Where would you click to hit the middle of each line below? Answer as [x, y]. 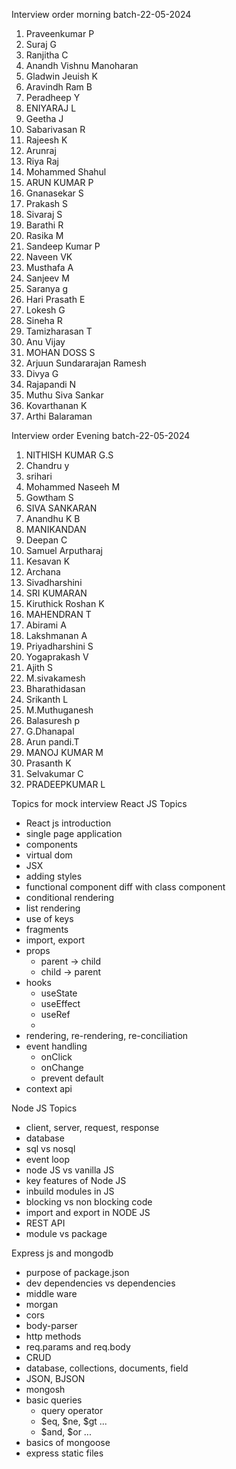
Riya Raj [42, 161]
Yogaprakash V [57, 657]
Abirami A [46, 625]
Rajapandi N [51, 384]
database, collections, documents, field [107, 1368]
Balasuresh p [53, 720]
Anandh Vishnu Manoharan [82, 65]
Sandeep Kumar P [63, 246]
